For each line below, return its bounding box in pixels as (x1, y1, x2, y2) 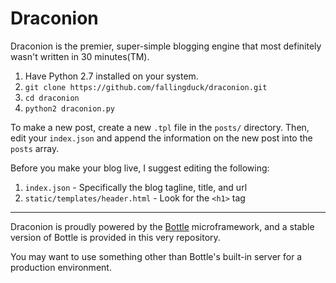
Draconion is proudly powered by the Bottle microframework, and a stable (10, 220, 315, 232)
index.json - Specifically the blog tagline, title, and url (24, 181, 248, 193)
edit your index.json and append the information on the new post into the (10, 132, 313, 144)
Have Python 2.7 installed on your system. (24, 70, 199, 82)
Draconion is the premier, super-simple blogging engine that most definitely (10, 40, 322, 52)
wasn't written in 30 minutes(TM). (10, 50, 150, 62)
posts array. (10, 142, 60, 154)
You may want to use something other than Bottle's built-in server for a (10, 250, 303, 262)
